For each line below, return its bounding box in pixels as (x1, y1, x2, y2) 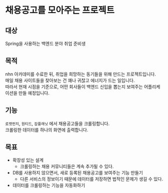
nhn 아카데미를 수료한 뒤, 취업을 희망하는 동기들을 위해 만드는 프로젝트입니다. (5, 71, 156, 77)
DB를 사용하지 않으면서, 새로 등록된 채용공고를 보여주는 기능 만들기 (12, 170, 143, 176)
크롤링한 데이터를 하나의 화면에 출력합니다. (5, 126, 89, 133)
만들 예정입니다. (18, 90, 50, 96)
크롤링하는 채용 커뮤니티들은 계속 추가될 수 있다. (20, 163, 114, 169)
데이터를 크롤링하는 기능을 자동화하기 (12, 182, 85, 188)
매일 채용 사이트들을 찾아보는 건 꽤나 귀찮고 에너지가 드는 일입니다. (5, 77, 135, 83)
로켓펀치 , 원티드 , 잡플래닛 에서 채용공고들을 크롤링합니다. (5, 120, 110, 126)
